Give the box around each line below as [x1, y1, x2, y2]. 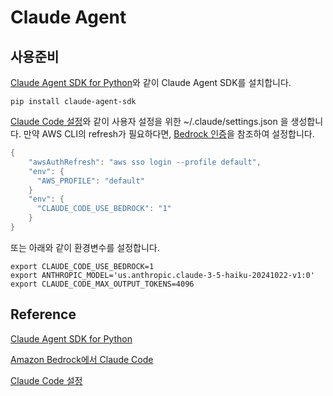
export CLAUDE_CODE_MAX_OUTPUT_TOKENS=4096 [10, 279, 195, 289]
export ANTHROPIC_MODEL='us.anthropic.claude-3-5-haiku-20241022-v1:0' [10, 270, 315, 280]
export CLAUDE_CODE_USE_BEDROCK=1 [10, 261, 155, 271]
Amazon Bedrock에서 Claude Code [10, 353, 154, 365]
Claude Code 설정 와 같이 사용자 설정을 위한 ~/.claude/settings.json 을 [10, 116, 289, 127]
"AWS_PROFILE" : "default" [36, 176, 145, 186]
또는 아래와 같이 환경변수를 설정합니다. [10, 241, 160, 253]
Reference [10, 306, 77, 323]
